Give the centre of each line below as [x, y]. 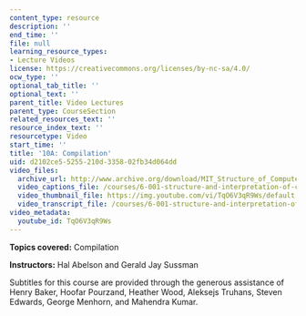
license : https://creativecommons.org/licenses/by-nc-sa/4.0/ [130, 69]
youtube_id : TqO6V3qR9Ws [65, 221]
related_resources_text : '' [63, 119]
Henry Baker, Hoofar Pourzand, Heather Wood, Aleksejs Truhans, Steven [146, 291]
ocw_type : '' [34, 77]
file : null [30, 43]
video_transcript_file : [62, 204]
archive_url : [42, 178]
